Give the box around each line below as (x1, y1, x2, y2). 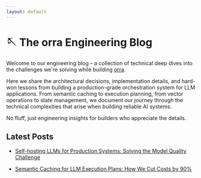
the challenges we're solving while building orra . (6, 66, 126, 73)
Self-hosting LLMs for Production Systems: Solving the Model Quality (14, 148, 187, 155)
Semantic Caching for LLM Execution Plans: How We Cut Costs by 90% (14, 165, 192, 173)
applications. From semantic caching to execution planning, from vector (6, 90, 184, 97)
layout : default (6, 8, 47, 15)
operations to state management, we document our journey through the (6, 96, 184, 103)
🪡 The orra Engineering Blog (6, 35, 153, 49)
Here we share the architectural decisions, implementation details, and (6, 77, 181, 84)
